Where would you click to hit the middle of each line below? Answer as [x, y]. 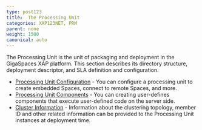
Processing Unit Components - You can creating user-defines [92, 95]
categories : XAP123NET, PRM [42, 23]
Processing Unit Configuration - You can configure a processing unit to [104, 82]
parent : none [23, 29]
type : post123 [24, 12]
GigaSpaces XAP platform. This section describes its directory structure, [97, 63]
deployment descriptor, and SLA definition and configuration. [82, 70]
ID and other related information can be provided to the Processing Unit [104, 114]
